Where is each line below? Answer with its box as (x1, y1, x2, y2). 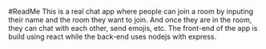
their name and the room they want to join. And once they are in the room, (8, 15, 252, 24)
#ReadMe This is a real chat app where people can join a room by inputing (8, 7, 254, 16)
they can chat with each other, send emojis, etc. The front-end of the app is (8, 24, 258, 32)
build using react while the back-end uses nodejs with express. (8, 32, 217, 41)
